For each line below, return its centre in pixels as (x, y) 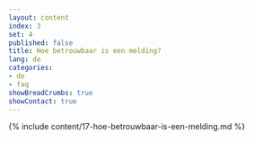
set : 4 (21, 34)
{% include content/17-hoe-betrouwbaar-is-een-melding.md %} (127, 127)
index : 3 (25, 26)
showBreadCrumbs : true (51, 93)
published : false (41, 43)
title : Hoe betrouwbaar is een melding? (85, 51)
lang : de (25, 59)
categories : (31, 68)
